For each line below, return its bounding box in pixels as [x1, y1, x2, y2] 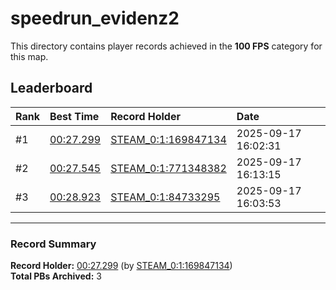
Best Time [49, 109, 100, 123]
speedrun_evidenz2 [10, 7, 180, 30]
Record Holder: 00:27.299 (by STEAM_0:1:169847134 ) [10, 260, 233, 272]
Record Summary [10, 237, 97, 251]
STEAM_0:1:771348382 [110, 161, 227, 175]
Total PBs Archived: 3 [10, 270, 102, 282]
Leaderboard [10, 80, 93, 97]
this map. [10, 50, 49, 62]
